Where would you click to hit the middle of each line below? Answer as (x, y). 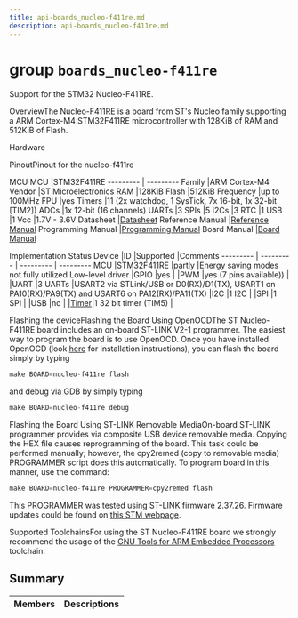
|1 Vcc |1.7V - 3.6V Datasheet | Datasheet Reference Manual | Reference (139, 220)
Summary (37, 579)
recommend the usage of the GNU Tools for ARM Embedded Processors (142, 542)
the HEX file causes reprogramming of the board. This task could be (134, 444)
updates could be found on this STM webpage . (95, 515)
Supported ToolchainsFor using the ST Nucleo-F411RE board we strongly (143, 532)
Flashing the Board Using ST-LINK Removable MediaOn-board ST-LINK (140, 425)
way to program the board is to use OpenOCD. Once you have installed (139, 340)
